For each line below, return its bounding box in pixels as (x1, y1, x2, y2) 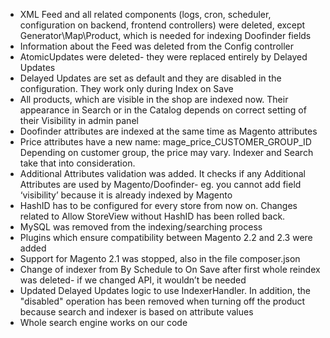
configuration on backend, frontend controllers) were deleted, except (19, 19, 306, 31)
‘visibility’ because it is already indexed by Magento (19, 189, 233, 201)
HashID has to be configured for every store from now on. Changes (19, 200, 298, 211)
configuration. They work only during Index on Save (19, 83, 234, 94)
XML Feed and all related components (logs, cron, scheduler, (19, 9, 272, 20)
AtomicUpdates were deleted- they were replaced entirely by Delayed (19, 51, 308, 63)
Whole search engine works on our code (19, 317, 188, 328)
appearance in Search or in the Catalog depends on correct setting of (19, 104, 307, 116)
